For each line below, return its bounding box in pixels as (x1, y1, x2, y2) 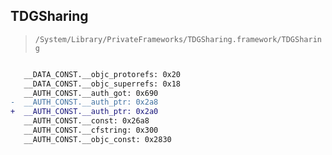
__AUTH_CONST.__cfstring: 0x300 (23, 125, 159, 136)
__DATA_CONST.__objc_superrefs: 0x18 (23, 79, 182, 89)
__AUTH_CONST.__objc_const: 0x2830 (23, 134, 172, 144)
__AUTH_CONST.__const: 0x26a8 (23, 116, 150, 126)
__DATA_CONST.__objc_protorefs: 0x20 (23, 69, 182, 79)
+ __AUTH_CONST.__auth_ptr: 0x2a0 (10, 107, 159, 117)
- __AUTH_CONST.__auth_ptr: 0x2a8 (10, 97, 159, 108)
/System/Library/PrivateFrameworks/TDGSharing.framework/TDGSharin (34, 34, 322, 44)
